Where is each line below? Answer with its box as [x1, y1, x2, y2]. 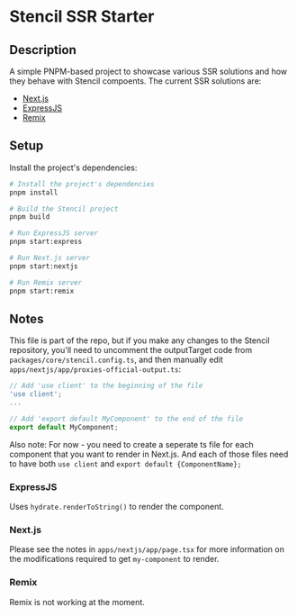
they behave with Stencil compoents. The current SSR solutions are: [9, 76, 262, 86]
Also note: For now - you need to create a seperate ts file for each [9, 439, 254, 449]
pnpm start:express [9, 237, 83, 247]
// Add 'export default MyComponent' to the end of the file [9, 414, 244, 423]
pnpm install [9, 187, 58, 197]
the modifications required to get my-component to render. [9, 554, 220, 565]
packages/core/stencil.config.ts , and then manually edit [9, 354, 223, 366]
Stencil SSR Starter [9, 6, 155, 27]
